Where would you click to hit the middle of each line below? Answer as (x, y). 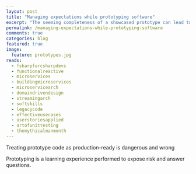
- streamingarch (31, 98)
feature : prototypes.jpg (41, 55)
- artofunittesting (35, 126)
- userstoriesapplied (38, 120)
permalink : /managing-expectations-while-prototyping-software (85, 28)
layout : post (22, 11)
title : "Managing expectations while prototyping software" (81, 17)
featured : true (24, 44)
